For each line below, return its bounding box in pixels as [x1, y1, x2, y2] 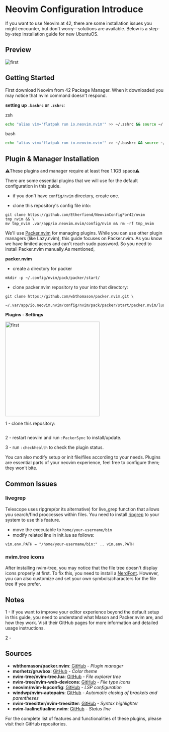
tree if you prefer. [5, 581, 41, 587]
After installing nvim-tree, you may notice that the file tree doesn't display [5, 565, 157, 571]
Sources [5, 649, 32, 658]
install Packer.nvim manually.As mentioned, [5, 246, 95, 252]
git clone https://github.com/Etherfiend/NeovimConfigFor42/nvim [5, 212, 145, 217]
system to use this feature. [5, 517, 60, 523]
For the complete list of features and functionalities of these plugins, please [5, 715, 162, 721]
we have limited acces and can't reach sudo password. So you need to [5, 241, 152, 247]
